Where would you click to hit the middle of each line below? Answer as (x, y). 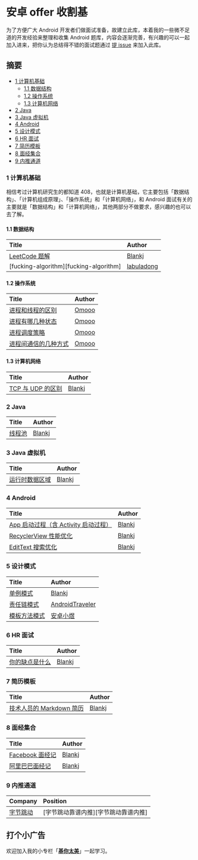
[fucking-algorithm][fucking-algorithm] (65, 266)
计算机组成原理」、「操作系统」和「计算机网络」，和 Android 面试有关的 (107, 199)
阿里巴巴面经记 (30, 766)
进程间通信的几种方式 (39, 344)
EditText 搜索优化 (33, 547)
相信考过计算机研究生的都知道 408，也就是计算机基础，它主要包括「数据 (95, 192)
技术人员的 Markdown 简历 (47, 708)
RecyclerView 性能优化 (41, 536)
